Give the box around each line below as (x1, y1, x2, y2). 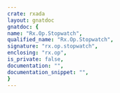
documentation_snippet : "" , (7, 69, 89, 76)
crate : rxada (7, 10, 45, 17)
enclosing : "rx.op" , (7, 50, 68, 57)
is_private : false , (7, 56, 64, 63)
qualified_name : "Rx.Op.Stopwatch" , (7, 36, 114, 43)
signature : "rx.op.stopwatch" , (7, 43, 98, 50)
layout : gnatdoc (7, 17, 54, 24)
